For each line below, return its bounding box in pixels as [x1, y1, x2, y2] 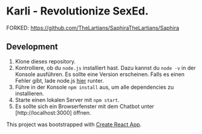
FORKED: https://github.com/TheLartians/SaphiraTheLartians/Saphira [6, 24, 180, 31]
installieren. [15, 89, 44, 97]
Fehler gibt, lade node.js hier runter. [15, 77, 104, 84]
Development [6, 42, 59, 52]
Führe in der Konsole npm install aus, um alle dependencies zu [15, 83, 174, 91]
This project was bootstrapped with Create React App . [6, 121, 142, 128]
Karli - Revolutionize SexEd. [6, 4, 149, 18]
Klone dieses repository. [15, 57, 76, 65]
